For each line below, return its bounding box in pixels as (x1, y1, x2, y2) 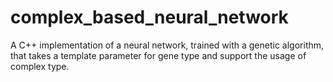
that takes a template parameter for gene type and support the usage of (10, 49, 307, 61)
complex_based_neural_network (10, 6, 289, 29)
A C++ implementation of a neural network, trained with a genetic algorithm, (10, 39, 325, 51)
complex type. (10, 60, 70, 72)
